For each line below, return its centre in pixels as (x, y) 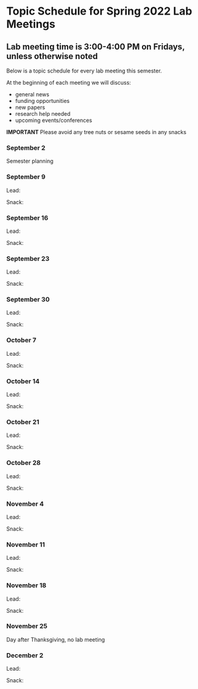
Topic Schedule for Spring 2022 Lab (99, 11)
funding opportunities (42, 101)
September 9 (26, 177)
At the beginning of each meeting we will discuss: (69, 83)
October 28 (23, 463)
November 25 (27, 626)
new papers (30, 107)
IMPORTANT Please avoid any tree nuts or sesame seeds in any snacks (97, 132)
